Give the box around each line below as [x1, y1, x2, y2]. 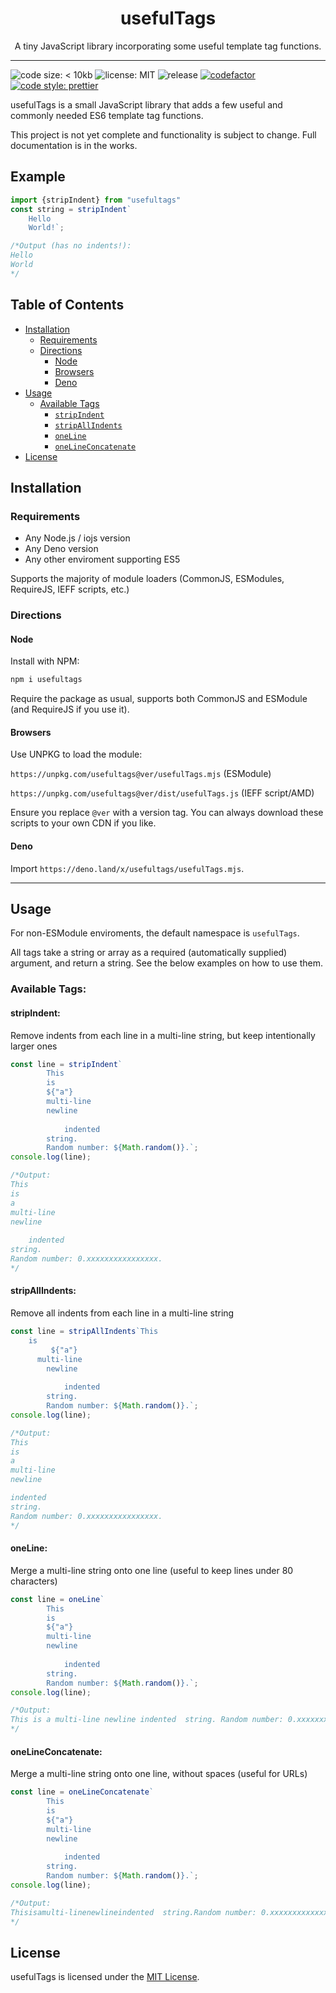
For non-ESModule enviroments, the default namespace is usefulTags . [10, 927, 300, 939]
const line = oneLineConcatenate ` [10, 1787, 155, 1797]
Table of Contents [10, 297, 125, 314]
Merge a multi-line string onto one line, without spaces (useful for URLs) [10, 1768, 308, 1780]
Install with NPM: [10, 655, 80, 667]
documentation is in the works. [10, 139, 138, 151]
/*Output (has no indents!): [10, 241, 132, 251]
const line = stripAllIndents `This [10, 1327, 159, 1337]
